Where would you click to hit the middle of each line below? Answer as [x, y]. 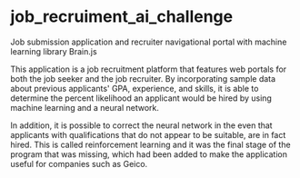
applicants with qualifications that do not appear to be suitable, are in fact [148, 134]
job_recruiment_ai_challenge [122, 17]
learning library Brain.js [54, 51]
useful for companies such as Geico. [79, 163]
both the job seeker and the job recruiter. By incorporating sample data [143, 78]
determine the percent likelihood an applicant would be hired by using [141, 98]
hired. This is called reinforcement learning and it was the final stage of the [150, 144]
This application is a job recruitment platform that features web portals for [149, 69]
